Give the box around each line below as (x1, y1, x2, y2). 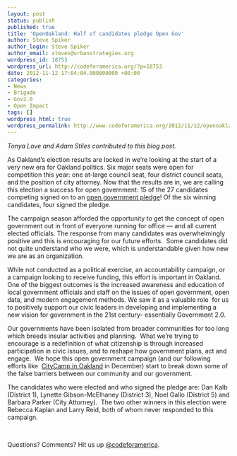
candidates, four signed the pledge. (7, 200, 111, 209)
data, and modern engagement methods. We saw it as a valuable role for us (7, 295, 229, 304)
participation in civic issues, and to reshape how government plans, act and (7, 346, 227, 355)
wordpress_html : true (7, 115, 71, 122)
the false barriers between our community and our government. (7, 369, 193, 378)
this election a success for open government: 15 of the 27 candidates (7, 185, 208, 194)
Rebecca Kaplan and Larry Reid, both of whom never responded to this (7, 405, 214, 414)
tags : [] (7, 109, 33, 116)
